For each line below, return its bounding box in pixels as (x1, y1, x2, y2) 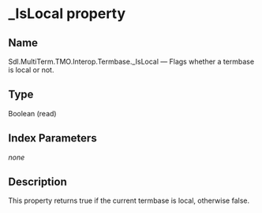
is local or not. (8, 65, 54, 75)
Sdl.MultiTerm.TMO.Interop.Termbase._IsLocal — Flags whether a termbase (8, 57, 255, 66)
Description (8, 175, 67, 189)
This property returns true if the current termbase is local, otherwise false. (8, 196, 250, 205)
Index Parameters (8, 131, 97, 145)
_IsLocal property (8, 5, 126, 23)
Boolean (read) (8, 108, 57, 118)
